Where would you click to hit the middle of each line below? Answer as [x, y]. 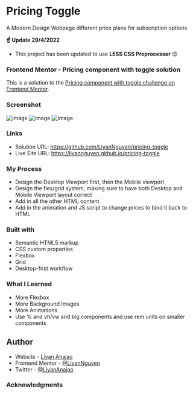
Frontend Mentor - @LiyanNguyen [58, 363]
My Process [24, 169]
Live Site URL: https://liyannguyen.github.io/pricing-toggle [87, 153]
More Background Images [47, 304]
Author [20, 342]
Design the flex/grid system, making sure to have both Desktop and [99, 188]
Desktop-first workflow [44, 268]
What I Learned [29, 284]
